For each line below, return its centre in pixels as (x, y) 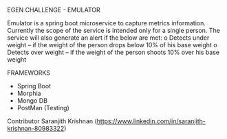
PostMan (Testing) (43, 108)
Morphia (29, 93)
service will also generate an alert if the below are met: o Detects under (108, 38)
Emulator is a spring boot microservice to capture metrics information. (107, 23)
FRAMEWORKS (29, 73)
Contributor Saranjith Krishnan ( (52, 121)
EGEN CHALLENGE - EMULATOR (54, 10)
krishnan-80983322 (36, 128)
